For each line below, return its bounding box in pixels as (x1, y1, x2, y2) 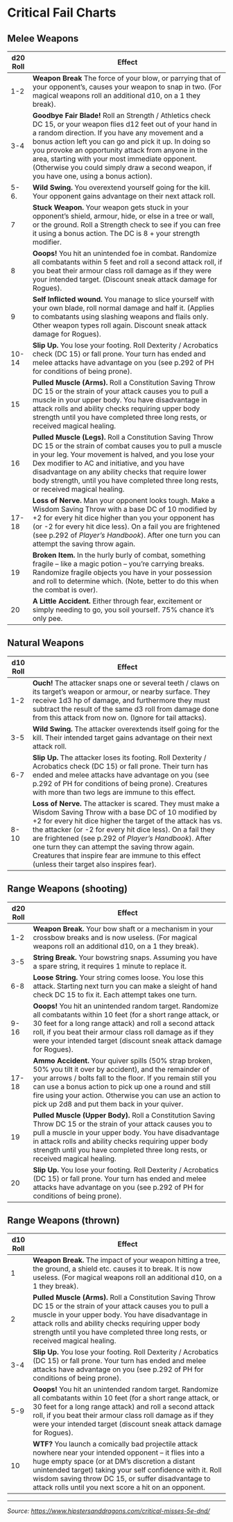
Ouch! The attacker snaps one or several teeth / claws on (32, 678, 220, 687)
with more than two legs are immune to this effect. (32, 787, 196, 797)
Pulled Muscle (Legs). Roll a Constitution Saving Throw (32, 432, 214, 442)
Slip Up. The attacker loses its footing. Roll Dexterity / (32, 753, 207, 762)
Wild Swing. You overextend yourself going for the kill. (32, 182, 211, 192)
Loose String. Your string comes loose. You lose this (33, 973, 204, 982)
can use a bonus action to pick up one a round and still (33, 1081, 211, 1091)
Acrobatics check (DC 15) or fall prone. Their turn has (32, 761, 209, 771)
